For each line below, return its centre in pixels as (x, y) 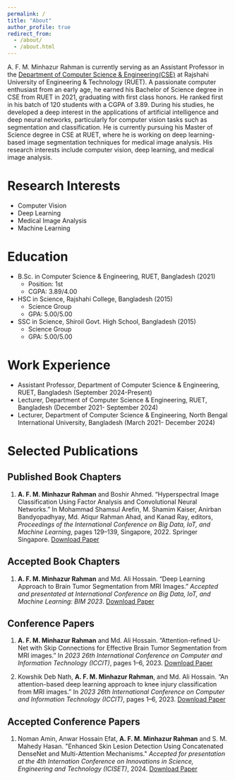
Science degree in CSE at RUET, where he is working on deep (97, 135)
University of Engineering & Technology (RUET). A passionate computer (112, 82)
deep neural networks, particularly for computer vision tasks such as (107, 120)
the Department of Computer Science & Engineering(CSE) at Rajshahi (108, 74)
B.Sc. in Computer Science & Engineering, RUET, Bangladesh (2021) (116, 276)
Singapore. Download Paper (59, 539)
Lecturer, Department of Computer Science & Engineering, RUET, (112, 400)
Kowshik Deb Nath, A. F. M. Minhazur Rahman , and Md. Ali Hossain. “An (123, 677)
